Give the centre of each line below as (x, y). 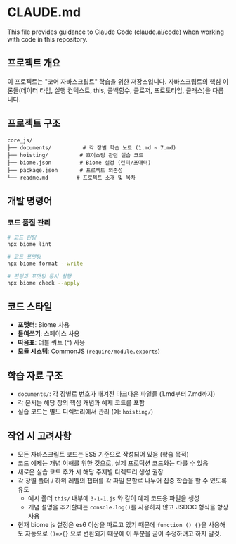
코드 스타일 (30, 306)
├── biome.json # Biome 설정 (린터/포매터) (79, 163)
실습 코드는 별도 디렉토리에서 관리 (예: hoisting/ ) (85, 412)
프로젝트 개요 (34, 63)
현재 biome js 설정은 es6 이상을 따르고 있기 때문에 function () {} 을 (112, 524)
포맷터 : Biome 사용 (44, 325)
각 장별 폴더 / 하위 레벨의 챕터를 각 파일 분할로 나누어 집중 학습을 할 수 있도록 (122, 481)
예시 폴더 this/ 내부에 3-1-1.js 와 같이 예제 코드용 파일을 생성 (114, 498)
